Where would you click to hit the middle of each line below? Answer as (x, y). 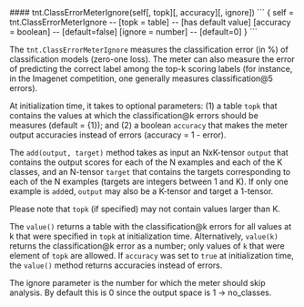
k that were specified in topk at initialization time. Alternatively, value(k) (144, 236)
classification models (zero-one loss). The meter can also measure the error (152, 59)
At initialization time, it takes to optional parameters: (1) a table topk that (143, 106)
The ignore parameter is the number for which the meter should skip (137, 283)
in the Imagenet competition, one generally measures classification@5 (141, 78)
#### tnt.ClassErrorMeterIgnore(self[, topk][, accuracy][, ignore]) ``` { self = (152, 12)
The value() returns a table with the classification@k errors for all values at (151, 226)
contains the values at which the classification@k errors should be (134, 115)
